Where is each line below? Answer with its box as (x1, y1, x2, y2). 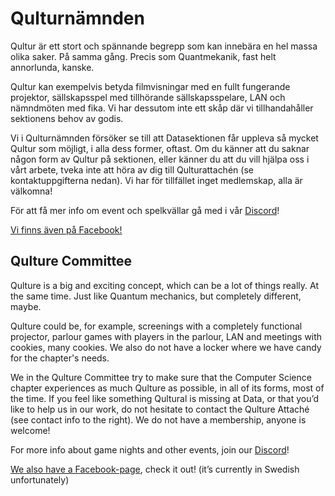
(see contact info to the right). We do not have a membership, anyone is (10, 413, 307, 426)
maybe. (10, 300, 42, 312)
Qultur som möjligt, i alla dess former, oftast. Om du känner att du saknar (10, 142, 310, 154)
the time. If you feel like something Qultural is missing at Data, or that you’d (10, 392, 320, 404)
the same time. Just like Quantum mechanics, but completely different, (10, 290, 302, 302)
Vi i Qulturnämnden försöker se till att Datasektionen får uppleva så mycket (10, 132, 319, 144)
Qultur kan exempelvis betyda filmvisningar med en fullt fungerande (10, 80, 291, 92)
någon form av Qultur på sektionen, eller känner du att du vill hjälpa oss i (10, 153, 310, 165)
